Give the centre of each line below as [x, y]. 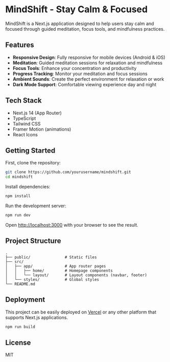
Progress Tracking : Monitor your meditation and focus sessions [80, 74]
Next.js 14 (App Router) [37, 113]
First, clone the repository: [33, 163]
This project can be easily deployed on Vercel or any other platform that [81, 312]
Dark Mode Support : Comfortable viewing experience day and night [84, 84]
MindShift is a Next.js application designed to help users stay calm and [80, 23]
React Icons [25, 134]
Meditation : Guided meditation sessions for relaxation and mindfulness [87, 63]
